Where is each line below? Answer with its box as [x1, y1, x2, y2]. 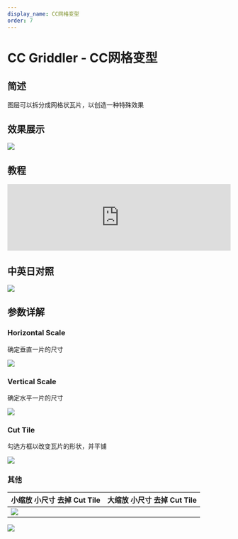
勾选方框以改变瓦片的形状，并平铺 [7, 442, 107, 451]
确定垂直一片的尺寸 [7, 345, 64, 354]
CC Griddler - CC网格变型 [7, 50, 158, 66]
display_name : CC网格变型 [7, 10, 80, 18]
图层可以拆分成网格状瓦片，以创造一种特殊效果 [7, 100, 144, 109]
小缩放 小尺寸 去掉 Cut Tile [11, 495, 101, 505]
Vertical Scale [7, 376, 57, 386]
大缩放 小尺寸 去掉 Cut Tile [107, 495, 197, 505]
